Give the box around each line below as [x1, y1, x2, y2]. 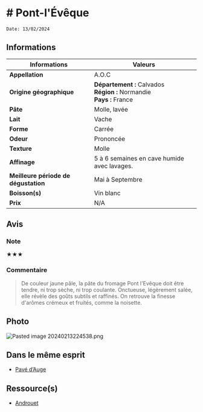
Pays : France [94, 95, 134, 104]
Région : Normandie [94, 87, 151, 96]
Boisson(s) [9, 189, 41, 197]
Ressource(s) [6, 383, 59, 393]
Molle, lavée [94, 105, 129, 113]
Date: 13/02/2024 [6, 26, 50, 32]
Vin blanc [94, 189, 121, 197]
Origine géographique [9, 87, 74, 96]
